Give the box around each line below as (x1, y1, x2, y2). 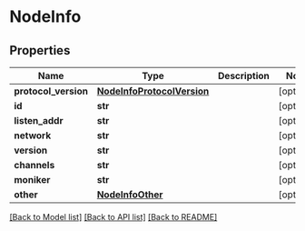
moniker (14, 174, 51, 186)
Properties (9, 43, 71, 58)
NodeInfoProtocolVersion (96, 85, 210, 97)
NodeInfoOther (96, 188, 163, 201)
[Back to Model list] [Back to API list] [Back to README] (9, 212, 218, 222)
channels (14, 159, 55, 171)
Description (217, 70, 270, 82)
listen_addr (14, 115, 64, 126)
